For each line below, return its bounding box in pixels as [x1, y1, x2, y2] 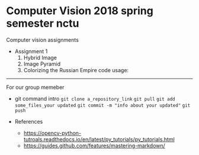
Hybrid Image [23, 54, 57, 61]
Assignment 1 [14, 47, 48, 54]
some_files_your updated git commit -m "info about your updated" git [14, 102, 191, 108]
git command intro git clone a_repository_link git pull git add [14, 95, 176, 102]
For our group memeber [6, 83, 65, 91]
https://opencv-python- [23, 129, 82, 137]
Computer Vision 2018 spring [6, 4, 154, 18]
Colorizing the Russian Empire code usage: [23, 66, 129, 73]
